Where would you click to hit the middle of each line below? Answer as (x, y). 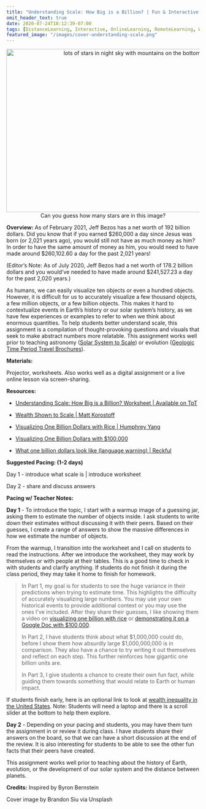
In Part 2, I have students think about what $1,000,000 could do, (102, 637)
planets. (17, 776)
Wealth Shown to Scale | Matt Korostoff (65, 415)
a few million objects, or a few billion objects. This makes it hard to (90, 304)
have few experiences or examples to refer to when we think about (91, 316)
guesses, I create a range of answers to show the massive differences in (98, 530)
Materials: (20, 361)
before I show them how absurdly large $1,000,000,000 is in (97, 643)
